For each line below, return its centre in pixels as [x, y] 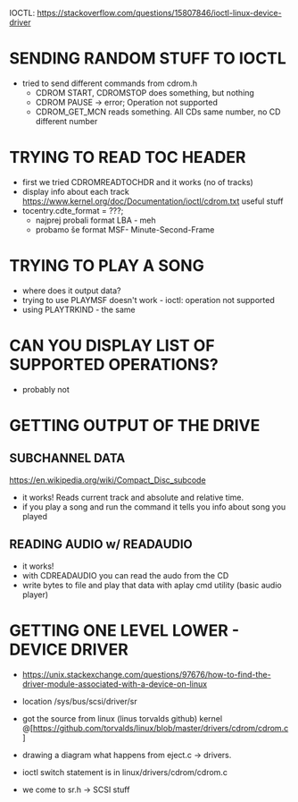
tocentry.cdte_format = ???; [73, 210]
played [34, 516]
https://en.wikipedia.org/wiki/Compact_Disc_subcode [108, 480]
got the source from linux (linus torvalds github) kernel [122, 718]
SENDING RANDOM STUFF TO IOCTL [148, 59]
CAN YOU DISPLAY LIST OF [112, 346]
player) [35, 595]
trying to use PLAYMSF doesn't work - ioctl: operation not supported [148, 300]
